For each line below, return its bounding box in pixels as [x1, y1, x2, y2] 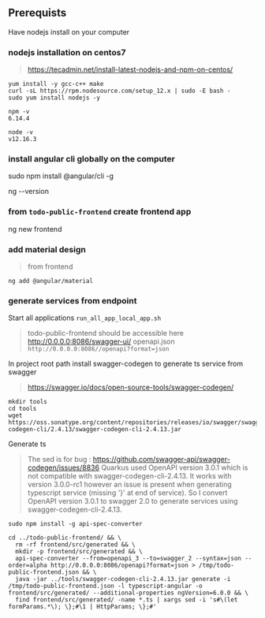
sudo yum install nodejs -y [8, 94, 101, 102]
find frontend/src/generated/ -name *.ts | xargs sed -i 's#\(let [15, 596, 238, 604]
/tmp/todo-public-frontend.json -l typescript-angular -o [8, 583, 203, 590]
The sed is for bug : [27, 455, 91, 464]
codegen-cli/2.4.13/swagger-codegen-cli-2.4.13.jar [8, 426, 181, 434]
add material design [8, 244, 87, 255]
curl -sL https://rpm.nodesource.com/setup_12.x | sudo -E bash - [8, 87, 231, 95]
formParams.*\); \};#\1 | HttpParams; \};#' [8, 603, 157, 611]
